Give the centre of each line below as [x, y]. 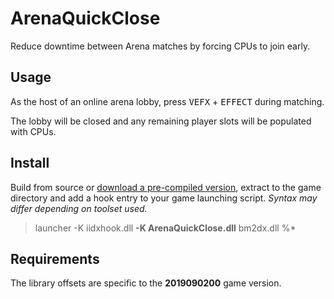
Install [30, 163]
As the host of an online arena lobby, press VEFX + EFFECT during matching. [167, 101]
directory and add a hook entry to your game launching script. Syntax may [164, 198]
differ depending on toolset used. [79, 208]
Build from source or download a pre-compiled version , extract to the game [166, 187]
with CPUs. [33, 131]
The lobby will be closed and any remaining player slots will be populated [161, 121]
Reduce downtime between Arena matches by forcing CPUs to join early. [160, 46]
